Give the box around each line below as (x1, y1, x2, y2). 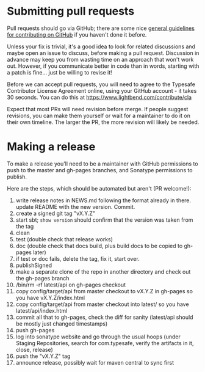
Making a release (7, 140, 96, 154)
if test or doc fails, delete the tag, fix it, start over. (15, 255, 140, 262)
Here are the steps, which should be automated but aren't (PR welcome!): (7, 184, 192, 192)
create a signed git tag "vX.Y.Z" (15, 210, 96, 217)
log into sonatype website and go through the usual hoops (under (15, 333, 181, 340)
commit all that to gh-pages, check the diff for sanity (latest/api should (15, 313, 193, 321)
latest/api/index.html (15, 307, 68, 314)
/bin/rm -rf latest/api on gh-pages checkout (15, 281, 126, 288)
